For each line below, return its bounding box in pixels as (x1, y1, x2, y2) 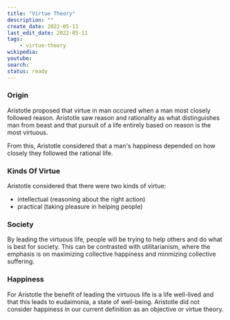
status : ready (7, 68, 48, 74)
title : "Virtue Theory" (7, 10, 76, 17)
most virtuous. (7, 128, 48, 137)
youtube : (7, 55, 32, 62)
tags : (7, 36, 23, 43)
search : (7, 61, 30, 68)
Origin (7, 90, 29, 100)
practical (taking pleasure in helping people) (17, 203, 143, 211)
